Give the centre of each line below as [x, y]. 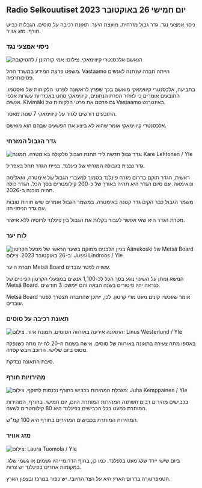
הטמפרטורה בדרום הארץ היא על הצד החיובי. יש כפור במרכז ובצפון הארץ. [88, 478]
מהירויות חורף [26, 377]
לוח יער [17, 236]
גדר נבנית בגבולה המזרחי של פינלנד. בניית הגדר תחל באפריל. [76, 166]
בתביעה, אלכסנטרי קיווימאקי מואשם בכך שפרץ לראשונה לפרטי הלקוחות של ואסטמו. [101, 89]
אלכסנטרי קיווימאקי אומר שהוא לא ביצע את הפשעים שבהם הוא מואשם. [86, 125]
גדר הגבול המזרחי [31, 141]
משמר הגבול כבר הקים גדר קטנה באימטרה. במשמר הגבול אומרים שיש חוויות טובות [100, 202]
